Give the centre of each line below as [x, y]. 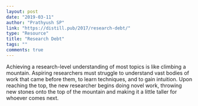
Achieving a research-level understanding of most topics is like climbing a [96, 67]
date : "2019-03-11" [30, 17]
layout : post [22, 11]
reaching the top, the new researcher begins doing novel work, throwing [94, 85]
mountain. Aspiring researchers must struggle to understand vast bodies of [98, 73]
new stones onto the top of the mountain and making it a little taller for [92, 91]
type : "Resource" [27, 34]
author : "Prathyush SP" [35, 22]
